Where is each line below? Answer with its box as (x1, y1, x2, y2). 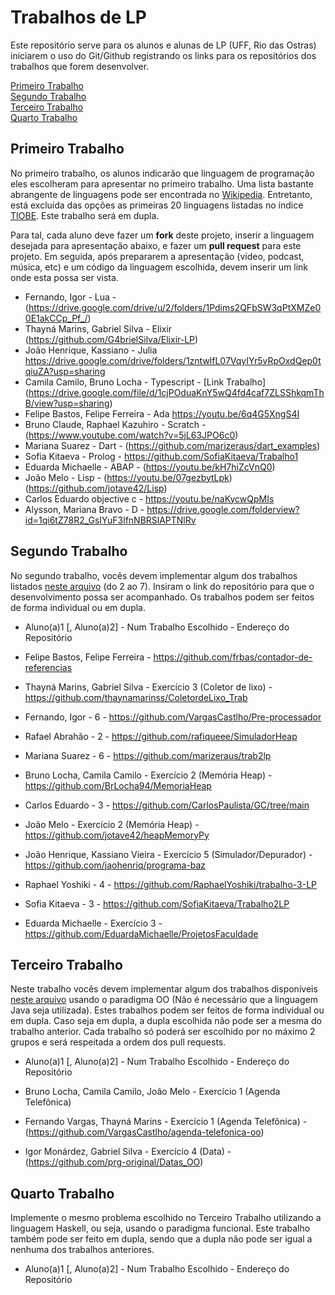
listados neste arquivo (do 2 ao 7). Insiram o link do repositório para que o (10, 580, 315, 592)
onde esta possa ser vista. (10, 271, 119, 283)
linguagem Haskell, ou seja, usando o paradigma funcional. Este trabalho (10, 1222, 311, 1235)
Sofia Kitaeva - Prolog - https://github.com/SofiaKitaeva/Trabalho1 (24, 450, 299, 462)
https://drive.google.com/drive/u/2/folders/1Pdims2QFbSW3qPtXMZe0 (28, 301, 322, 313)
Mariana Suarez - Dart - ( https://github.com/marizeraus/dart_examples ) (24, 439, 321, 451)
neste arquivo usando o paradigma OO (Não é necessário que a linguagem (10, 994, 318, 1006)
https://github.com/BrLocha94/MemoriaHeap (24, 779, 212, 791)
